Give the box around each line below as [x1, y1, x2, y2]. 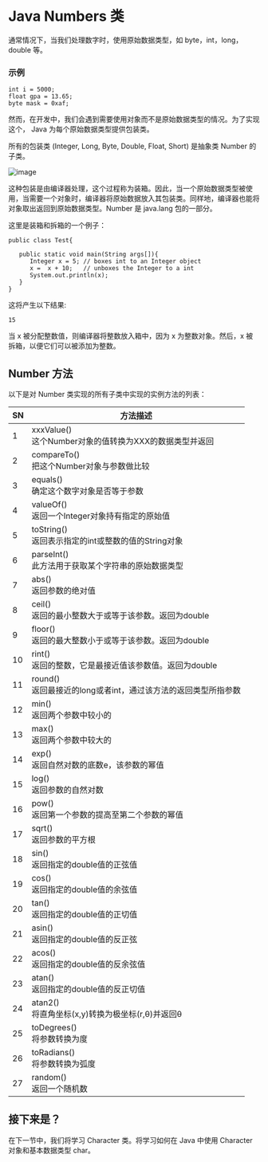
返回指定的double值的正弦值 [31, 859, 138, 870]
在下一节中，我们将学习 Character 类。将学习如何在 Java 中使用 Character [8, 1135, 253, 1144]
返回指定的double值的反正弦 [31, 934, 138, 945]
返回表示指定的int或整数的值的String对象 [31, 536, 183, 547]
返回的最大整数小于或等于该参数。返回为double [31, 635, 210, 646]
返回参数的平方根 [31, 834, 96, 846]
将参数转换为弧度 [31, 1058, 96, 1070]
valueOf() [31, 499, 68, 510]
